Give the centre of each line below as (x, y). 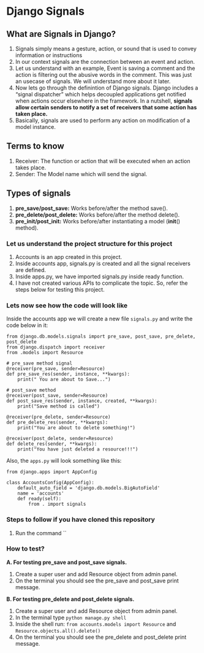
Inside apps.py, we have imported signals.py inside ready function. (99, 276)
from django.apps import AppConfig (52, 472)
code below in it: (27, 325)
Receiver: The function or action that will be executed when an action (103, 161)
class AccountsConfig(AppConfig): (51, 483)
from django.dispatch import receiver (56, 347)
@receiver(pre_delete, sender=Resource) (59, 417)
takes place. (31, 168)
